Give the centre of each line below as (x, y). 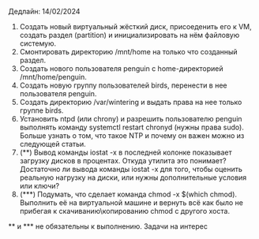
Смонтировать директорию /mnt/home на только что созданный (129, 52)
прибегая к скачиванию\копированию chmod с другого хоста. (125, 211)
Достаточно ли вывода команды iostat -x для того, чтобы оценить (131, 169)
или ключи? (39, 186)
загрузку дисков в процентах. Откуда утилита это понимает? (123, 161)
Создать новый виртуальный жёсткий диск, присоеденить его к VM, (135, 26)
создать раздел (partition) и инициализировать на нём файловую (129, 35)
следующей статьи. (53, 144)
